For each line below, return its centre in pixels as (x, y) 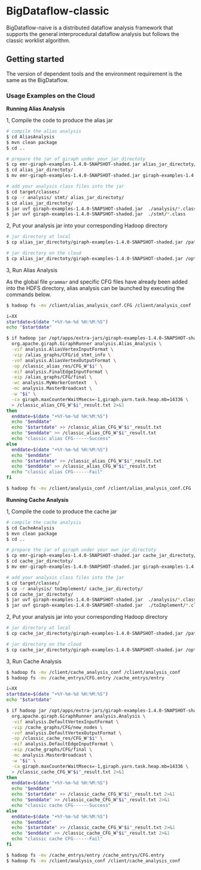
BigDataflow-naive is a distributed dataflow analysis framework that (90, 28)
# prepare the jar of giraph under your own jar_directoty (81, 550)
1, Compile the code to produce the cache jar (62, 511)
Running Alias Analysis (36, 109)
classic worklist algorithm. (38, 40)
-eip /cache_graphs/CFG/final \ (52, 750)
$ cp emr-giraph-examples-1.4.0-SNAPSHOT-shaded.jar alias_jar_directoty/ (101, 164)
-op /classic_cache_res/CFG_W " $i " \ (57, 739)
